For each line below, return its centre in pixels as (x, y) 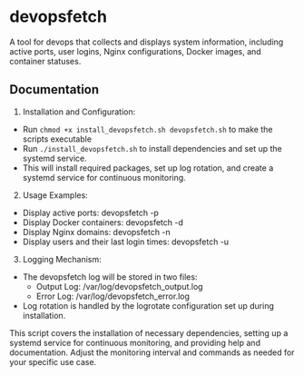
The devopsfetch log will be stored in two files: (110, 277)
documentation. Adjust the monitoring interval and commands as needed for (152, 352)
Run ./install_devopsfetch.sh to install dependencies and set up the (152, 148)
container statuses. (45, 61)
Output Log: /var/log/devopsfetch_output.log (119, 286)
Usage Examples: (55, 195)
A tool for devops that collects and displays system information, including (147, 42)
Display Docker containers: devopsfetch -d (103, 222)
